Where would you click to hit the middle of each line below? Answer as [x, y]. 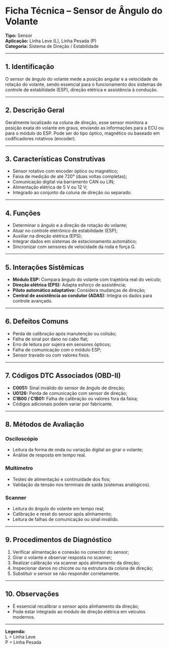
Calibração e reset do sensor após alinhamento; [62, 514]
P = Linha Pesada [23, 642]
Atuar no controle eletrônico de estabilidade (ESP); [65, 231]
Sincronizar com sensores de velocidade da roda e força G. [74, 247]
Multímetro [19, 468]
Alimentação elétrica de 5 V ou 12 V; [50, 187]
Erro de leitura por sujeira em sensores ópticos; [62, 344]
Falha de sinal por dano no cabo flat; [50, 339]
